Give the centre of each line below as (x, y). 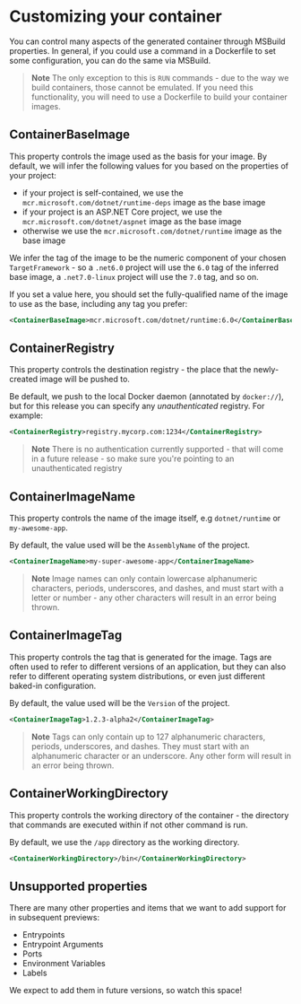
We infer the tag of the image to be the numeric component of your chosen (148, 258)
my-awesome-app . (39, 528)
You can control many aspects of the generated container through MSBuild (147, 41)
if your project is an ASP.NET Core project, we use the (122, 212)
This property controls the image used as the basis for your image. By (138, 156)
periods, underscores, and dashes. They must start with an (140, 746)
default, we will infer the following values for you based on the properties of (149, 166)
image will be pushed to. (85, 380)
